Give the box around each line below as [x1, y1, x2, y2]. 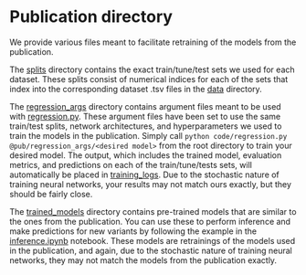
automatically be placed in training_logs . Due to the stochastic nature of [9, 169, 280, 180]
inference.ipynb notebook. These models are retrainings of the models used [9, 235, 296, 246]
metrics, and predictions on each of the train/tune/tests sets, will [9, 159, 253, 170]
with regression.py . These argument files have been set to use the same [9, 111, 281, 122]
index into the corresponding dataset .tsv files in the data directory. [9, 83, 262, 94]
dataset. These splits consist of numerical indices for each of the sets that [9, 73, 289, 84]
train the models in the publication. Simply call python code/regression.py [9, 130, 288, 141]
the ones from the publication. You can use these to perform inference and [9, 216, 290, 227]
